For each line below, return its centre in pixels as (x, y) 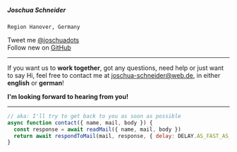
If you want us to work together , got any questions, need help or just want (116, 68)
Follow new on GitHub (39, 47)
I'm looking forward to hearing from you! (68, 96)
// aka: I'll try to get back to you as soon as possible (94, 116)
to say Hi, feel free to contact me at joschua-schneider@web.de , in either (114, 75)
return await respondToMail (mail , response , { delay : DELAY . (105, 136)
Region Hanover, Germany (44, 27)
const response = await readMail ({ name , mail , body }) (97, 129)
